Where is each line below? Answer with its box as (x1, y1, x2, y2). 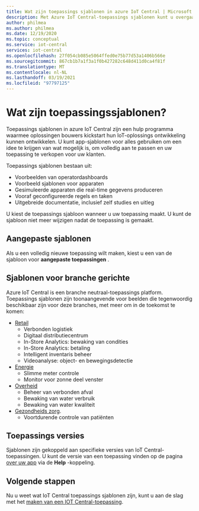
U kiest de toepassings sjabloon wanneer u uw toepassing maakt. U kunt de (6, 210, 191, 217)
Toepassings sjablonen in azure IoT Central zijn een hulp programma (6, 125, 174, 132)
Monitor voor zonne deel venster (23, 376, 104, 383)
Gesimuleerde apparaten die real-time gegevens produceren (14, 186, 163, 193)
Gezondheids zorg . (14, 407, 62, 414)
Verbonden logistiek (23, 325, 73, 333)
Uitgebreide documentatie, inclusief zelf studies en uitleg (14, 199, 155, 206)
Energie (14, 363, 34, 371)
